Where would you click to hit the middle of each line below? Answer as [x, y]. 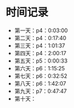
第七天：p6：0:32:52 [41, 76]
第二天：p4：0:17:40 [40, 38]
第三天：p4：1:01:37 [40, 46]
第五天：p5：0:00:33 [41, 61]
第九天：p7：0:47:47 [41, 91]
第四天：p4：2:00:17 [40, 53]
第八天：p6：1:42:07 [40, 83]
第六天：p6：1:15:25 [39, 68]
